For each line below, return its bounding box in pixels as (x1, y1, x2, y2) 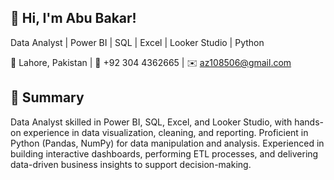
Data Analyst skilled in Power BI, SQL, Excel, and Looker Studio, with (10, 116, 293, 128)
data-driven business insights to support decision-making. (10, 158, 252, 170)
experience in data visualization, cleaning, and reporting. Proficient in (23, 126, 309, 138)
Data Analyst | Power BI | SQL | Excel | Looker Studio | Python (10, 36, 265, 48)
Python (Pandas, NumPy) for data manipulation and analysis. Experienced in (10, 137, 325, 149)
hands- (294, 116, 324, 128)
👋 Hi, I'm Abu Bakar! (10, 10, 137, 27)
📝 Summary (10, 89, 85, 106)
